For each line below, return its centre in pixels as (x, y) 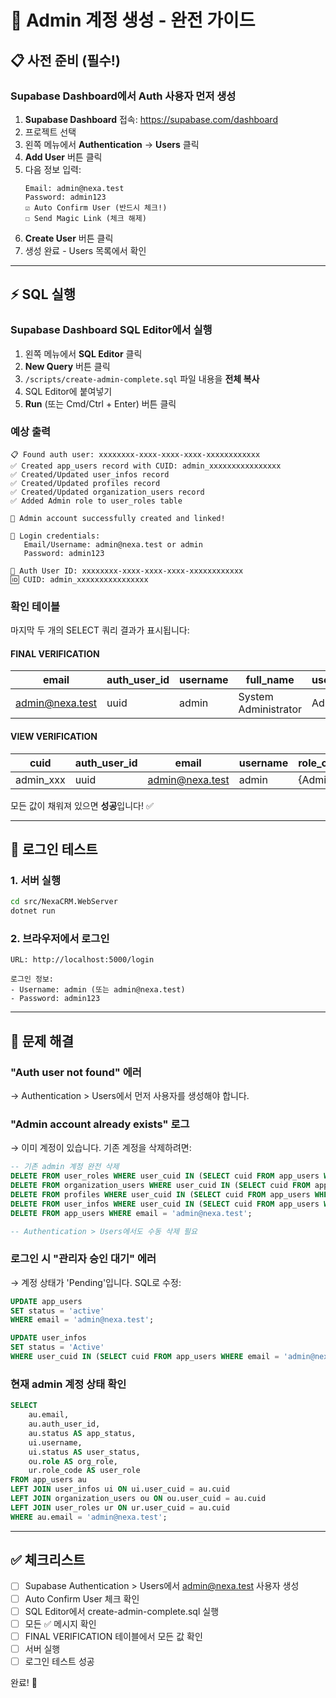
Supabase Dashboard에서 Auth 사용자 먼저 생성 (123, 96)
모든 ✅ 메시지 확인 (60, 1623)
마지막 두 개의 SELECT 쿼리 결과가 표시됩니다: (100, 630)
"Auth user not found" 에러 (76, 1072)
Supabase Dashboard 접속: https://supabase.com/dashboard (151, 119)
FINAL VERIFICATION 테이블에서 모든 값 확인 (113, 1636)
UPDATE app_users (46, 1301)
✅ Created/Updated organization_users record (107, 492)
